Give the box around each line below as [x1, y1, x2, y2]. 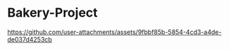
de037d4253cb [7, 35, 53, 43]
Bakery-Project [7, 5, 98, 21]
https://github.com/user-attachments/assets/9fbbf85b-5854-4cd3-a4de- [7, 28, 222, 36]
